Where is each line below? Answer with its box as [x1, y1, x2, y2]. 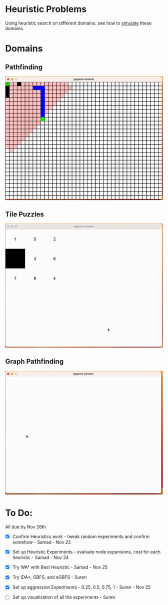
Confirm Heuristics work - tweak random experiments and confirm [12, 533, 150, 539]
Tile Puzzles [5, 210, 44, 218]
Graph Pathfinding [5, 357, 64, 366]
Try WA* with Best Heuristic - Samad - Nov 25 [12, 564, 108, 570]
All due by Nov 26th [5, 524, 46, 530]
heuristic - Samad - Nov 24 [12, 554, 69, 560]
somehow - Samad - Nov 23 [12, 539, 71, 545]
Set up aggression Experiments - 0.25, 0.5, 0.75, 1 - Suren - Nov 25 [12, 584, 151, 590]
